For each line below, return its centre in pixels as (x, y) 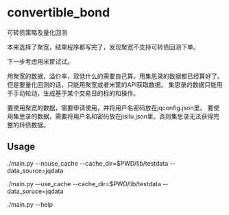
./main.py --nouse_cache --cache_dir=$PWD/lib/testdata (88, 163)
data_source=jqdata (35, 170)
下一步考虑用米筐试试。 (40, 61)
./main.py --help (30, 204)
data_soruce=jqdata (35, 191)
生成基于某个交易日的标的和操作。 (91, 93)
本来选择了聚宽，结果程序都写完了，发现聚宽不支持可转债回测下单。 (103, 47)
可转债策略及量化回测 (37, 32)
